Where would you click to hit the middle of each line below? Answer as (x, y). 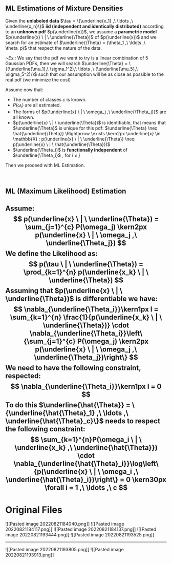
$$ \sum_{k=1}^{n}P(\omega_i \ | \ (86, 440)
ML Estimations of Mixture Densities (64, 8)
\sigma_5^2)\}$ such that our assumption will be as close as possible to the (84, 74)
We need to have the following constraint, (73, 368)
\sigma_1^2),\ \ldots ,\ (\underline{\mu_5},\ (94, 69)
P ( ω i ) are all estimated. (37, 106)
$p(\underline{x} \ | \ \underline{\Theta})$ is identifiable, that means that (89, 122)
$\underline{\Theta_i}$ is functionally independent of (70, 150)
